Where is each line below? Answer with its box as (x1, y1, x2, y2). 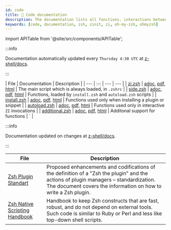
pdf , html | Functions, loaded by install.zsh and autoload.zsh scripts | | (5, 91, 157, 97)
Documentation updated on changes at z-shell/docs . (5, 133, 116, 139)
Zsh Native (8, 200, 34, 208)
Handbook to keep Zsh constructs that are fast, (46, 197, 159, 205)
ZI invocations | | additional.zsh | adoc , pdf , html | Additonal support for (5, 108, 155, 114)
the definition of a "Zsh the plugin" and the (46, 170, 149, 177)
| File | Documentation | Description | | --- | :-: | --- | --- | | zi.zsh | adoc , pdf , (5, 81, 165, 87)
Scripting (8, 207, 30, 214)
